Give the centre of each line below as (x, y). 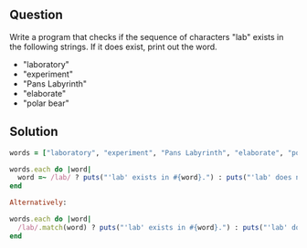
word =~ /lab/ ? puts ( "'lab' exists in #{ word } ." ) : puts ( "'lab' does (155, 178)
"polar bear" (46, 103)
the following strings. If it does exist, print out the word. (113, 46)
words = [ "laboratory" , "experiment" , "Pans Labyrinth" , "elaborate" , (147, 153)
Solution (34, 132)
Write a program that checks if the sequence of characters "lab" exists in (147, 36)
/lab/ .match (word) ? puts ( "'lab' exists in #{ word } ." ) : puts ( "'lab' (153, 227)
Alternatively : (38, 203)
